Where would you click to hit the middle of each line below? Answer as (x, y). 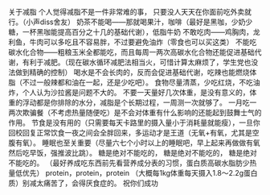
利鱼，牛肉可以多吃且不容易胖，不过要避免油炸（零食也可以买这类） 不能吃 (133, 42)
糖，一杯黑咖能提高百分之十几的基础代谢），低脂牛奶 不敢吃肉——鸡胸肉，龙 (134, 32)
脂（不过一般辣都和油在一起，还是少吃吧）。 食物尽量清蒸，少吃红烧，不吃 (131, 82)
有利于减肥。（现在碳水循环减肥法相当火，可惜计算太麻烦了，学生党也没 (140, 62)
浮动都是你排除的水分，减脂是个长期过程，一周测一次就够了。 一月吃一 (139, 102)
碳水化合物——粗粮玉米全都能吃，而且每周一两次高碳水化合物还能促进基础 (131, 52)
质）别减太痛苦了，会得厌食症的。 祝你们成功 (83, 183)
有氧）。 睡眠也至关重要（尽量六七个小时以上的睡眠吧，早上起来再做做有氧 (137, 143)
